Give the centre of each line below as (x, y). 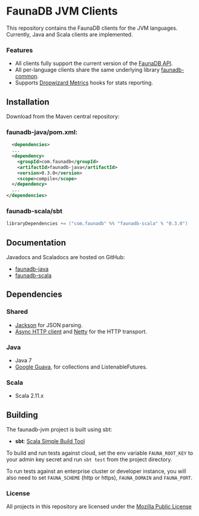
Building (22, 415)
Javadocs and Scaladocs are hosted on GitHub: (66, 257)
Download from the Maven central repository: (63, 117)
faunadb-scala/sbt (34, 211)
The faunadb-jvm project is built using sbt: (59, 430)
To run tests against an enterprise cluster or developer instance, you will (96, 471)
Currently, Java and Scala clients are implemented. (70, 34)
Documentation (36, 243)
